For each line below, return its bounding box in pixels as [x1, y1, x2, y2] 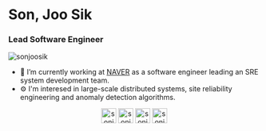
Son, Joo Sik [8, 6, 93, 24]
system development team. [19, 75, 109, 85]
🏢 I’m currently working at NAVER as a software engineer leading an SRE [19, 67, 259, 77]
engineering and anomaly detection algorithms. [19, 93, 176, 102]
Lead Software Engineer [8, 34, 104, 45]
